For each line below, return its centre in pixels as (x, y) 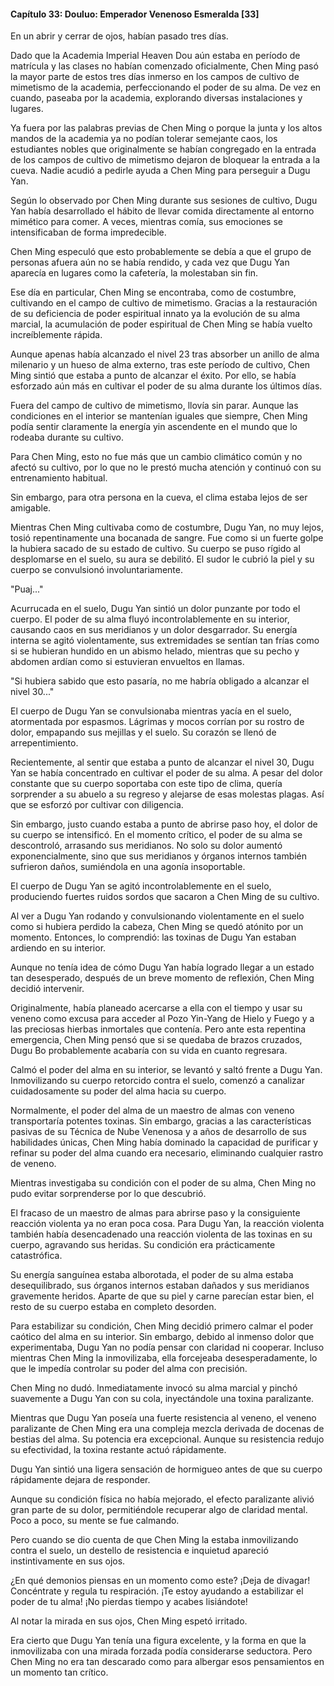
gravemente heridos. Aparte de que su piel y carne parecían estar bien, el (162, 1296)
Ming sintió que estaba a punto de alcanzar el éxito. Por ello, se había (153, 376)
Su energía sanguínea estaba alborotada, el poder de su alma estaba (152, 1275)
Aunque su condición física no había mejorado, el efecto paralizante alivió (162, 1499)
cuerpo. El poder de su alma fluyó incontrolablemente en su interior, (150, 619)
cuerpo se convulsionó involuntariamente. (96, 570)
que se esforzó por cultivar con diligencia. (97, 805)
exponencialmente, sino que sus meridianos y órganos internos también (159, 856)
